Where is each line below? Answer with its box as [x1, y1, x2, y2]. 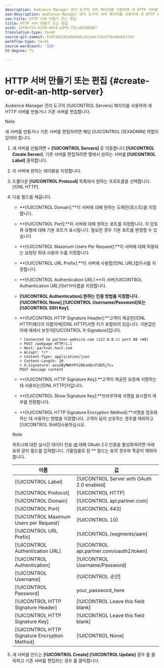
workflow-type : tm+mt [5, 39, 49, 44]
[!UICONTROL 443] [76, 506, 122, 513]
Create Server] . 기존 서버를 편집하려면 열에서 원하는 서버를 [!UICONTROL [12, 152, 156, 157]
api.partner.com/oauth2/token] [76, 548, 147, 555]
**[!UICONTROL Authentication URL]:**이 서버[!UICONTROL [19, 277, 143, 283]
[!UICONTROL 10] [76, 516, 118, 523]
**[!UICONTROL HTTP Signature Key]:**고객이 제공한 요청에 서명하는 [19, 376, 157, 383]
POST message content [19, 367, 63, 372]
